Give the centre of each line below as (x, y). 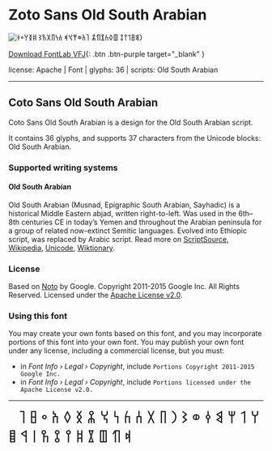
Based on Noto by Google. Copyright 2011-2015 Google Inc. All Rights (124, 287)
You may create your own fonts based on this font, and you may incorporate (135, 334)
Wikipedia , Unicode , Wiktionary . (62, 248)
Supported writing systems (64, 168)
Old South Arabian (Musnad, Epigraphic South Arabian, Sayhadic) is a (124, 205)
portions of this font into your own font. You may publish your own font (126, 343)
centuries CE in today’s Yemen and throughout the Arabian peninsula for (142, 222)
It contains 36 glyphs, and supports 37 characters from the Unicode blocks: (135, 138)
